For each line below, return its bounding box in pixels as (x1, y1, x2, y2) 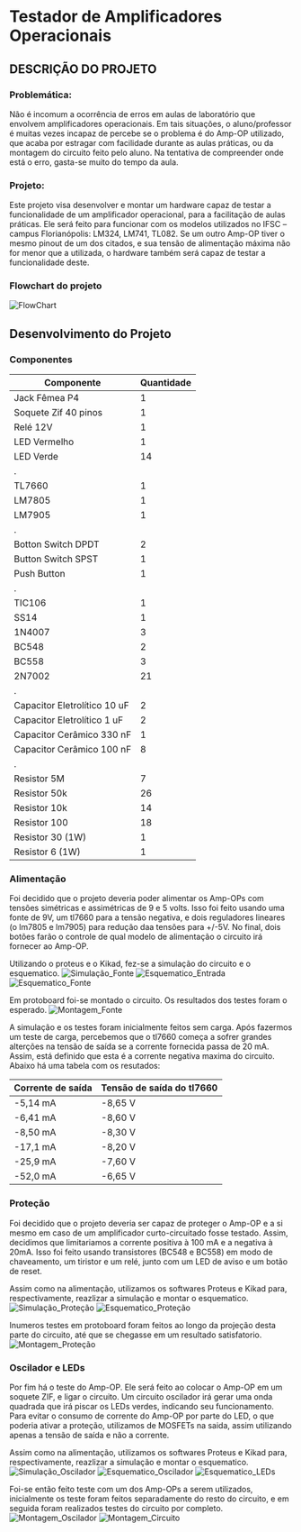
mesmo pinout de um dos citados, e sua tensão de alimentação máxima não (9, 238, 291, 249)
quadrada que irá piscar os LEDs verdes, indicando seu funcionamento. (9, 1401, 274, 1412)
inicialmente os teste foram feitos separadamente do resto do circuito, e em (9, 1493, 289, 1504)
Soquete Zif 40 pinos (13, 406, 103, 419)
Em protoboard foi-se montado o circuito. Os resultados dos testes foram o (9, 995, 288, 1006)
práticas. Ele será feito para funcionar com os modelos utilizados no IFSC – (9, 219, 288, 230)
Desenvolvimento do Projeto (9, 326, 173, 342)
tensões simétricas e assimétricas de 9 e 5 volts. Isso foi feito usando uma (9, 903, 285, 914)
